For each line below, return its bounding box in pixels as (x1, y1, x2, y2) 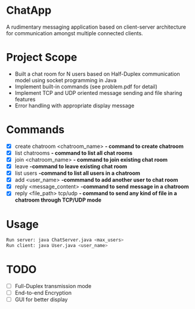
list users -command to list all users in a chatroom (14, 169, 141, 177)
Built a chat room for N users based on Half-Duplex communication (14, 70, 180, 78)
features (14, 95, 36, 103)
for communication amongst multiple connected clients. (6, 29, 143, 36)
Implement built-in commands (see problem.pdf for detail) (14, 83, 158, 90)
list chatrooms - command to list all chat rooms (14, 149, 133, 156)
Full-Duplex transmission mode (14, 282, 92, 289)
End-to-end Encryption (14, 289, 72, 296)
